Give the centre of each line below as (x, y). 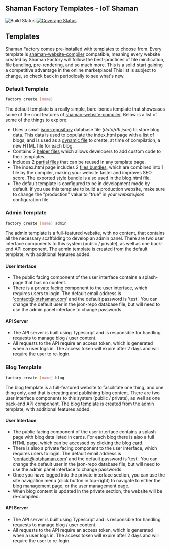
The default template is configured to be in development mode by (81, 183)
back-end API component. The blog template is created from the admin (80, 404)
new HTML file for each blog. (43, 145)
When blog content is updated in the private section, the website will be (88, 491)
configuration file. (31, 199)
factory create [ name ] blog (35, 378)
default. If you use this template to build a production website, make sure (89, 189)
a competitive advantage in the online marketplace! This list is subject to (81, 70)
